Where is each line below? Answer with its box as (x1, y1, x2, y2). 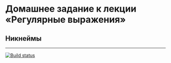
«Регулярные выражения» (5, 14, 126, 25)
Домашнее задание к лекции (5, 3, 136, 15)
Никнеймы (5, 34, 42, 43)
